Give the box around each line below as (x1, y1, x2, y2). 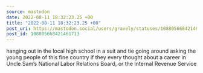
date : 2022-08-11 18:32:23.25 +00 (6, 14, 94, 20)
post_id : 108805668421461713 (6, 31, 80, 37)
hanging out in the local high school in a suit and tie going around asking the (6, 47, 196, 54)
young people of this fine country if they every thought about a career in (6, 54, 186, 61)
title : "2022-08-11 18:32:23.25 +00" (6, 20, 101, 26)
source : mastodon (6, 8, 50, 15)
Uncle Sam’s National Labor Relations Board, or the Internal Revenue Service (6, 60, 197, 68)
